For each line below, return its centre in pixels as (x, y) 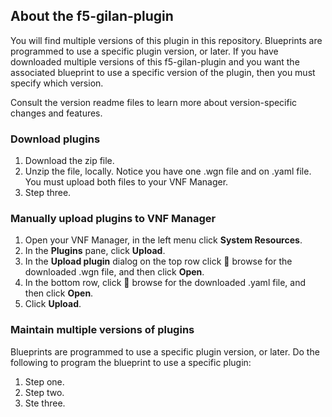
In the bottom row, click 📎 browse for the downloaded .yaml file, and (165, 283)
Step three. (48, 193)
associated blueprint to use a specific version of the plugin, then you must (163, 72)
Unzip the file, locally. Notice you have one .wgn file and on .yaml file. (168, 171)
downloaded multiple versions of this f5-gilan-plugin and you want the (155, 61)
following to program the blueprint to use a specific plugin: (131, 362)
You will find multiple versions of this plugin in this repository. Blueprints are (166, 40)
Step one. (44, 381)
